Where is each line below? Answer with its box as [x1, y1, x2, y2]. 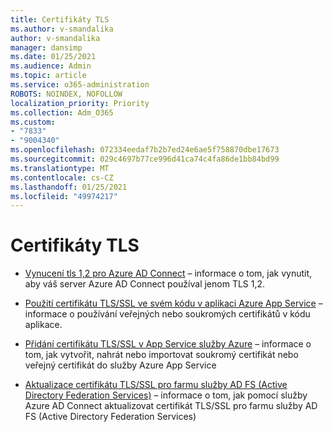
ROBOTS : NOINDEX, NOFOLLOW [10, 89, 123, 99]
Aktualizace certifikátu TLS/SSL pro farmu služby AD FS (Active [24, 379, 288, 391]
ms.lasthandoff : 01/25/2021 [10, 182, 128, 192]
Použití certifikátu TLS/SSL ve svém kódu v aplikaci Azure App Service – [24, 297, 323, 310]
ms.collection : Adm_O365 [10, 107, 114, 118]
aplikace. [24, 319, 63, 331]
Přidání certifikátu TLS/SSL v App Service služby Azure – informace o [24, 338, 312, 350]
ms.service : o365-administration [10, 80, 150, 90]
